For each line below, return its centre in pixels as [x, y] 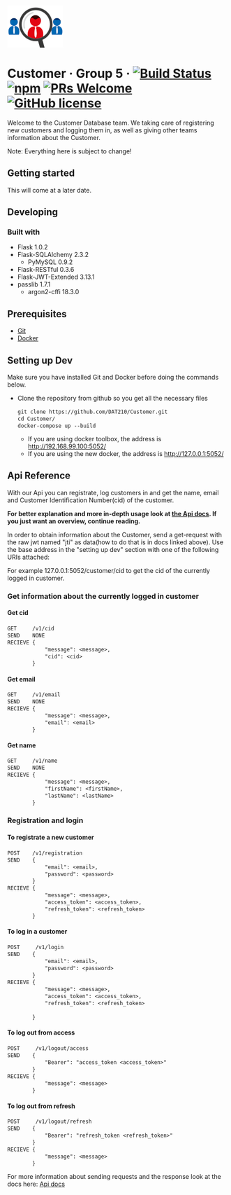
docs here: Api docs [36, 1184]
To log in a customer [37, 932]
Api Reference [39, 476]
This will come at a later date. [50, 190]
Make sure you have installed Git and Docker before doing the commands [113, 378]
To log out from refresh [41, 1106]
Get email [22, 679]
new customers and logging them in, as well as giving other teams [102, 130]
